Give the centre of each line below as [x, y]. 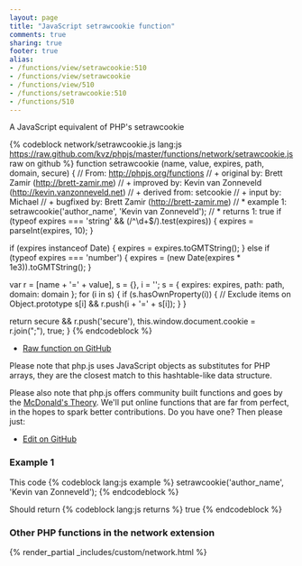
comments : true [38, 34]
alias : [22, 59]
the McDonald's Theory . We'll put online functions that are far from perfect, [150, 403]
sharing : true [36, 43]
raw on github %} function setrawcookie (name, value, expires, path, [137, 164]
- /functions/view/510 [52, 85]
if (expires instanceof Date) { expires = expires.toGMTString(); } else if [140, 248]
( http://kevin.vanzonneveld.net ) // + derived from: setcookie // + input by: [146, 192]
